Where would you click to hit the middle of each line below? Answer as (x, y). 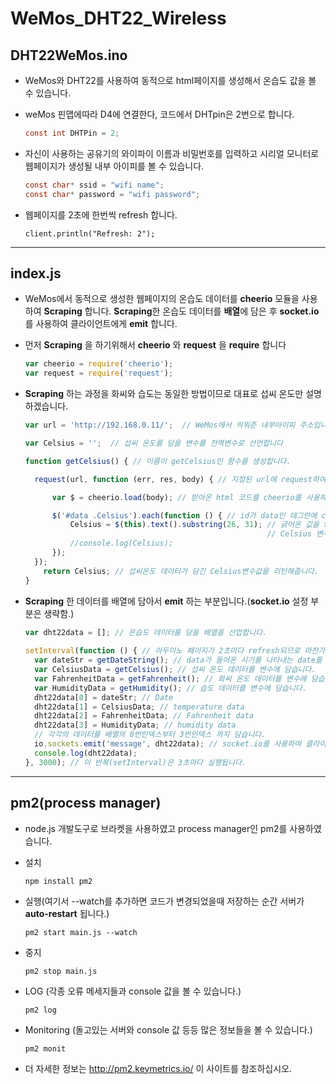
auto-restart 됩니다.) (67, 913)
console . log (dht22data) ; (86, 753)
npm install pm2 (58, 881)
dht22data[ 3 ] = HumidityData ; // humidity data (135, 725)
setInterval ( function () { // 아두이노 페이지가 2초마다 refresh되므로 (162, 651)
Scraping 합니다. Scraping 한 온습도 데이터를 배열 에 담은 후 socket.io (181, 311)
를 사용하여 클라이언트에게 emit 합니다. (101, 324)
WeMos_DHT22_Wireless (118, 18)
